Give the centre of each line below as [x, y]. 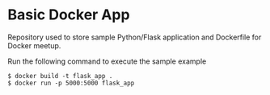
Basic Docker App [69, 15]
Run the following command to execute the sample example [107, 61]
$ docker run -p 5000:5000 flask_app [71, 83]
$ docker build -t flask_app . [60, 76]
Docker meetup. [34, 45]
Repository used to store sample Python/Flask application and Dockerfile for [135, 37]
